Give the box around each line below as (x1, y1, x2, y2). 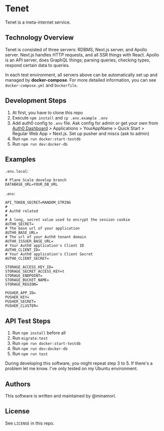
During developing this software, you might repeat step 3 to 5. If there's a (5, 360, 153, 367)
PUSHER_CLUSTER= (5, 304, 38, 308)
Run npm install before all (12, 330, 66, 336)
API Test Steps (5, 317, 51, 325)
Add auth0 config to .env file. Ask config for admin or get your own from (12, 120, 158, 126)
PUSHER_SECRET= (5, 299, 36, 304)
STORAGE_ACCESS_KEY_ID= (5, 265, 54, 270)
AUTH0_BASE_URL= (5, 230, 38, 235)
